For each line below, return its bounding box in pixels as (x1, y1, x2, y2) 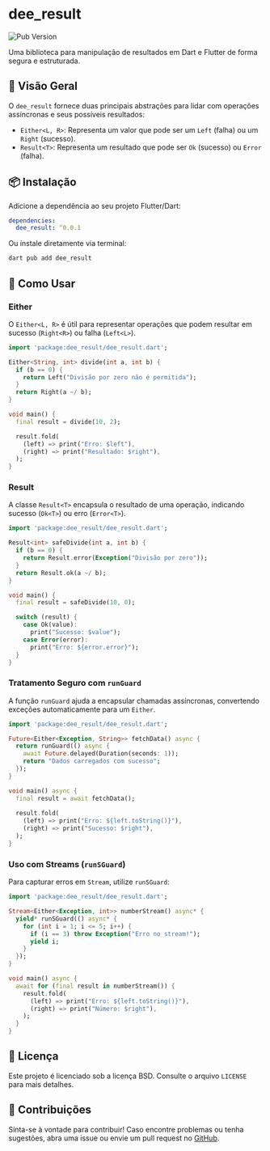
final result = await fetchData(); (15, 794, 136, 802)
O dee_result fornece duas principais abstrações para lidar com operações (8, 100, 260, 110)
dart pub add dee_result (8, 254, 92, 263)
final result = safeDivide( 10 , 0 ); (15, 599, 136, 607)
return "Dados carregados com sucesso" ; (23, 757, 161, 765)
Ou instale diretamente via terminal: (8, 239, 127, 248)
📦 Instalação (8, 176, 77, 189)
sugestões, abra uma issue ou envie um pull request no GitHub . (8, 1133, 220, 1143)
